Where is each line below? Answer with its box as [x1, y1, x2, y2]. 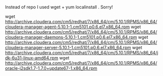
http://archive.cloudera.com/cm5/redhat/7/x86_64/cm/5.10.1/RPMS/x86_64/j [5, 50, 158, 56]
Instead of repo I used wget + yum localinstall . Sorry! [5, 4, 113, 10]
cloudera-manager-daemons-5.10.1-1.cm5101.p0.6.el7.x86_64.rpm [5, 34, 137, 40]
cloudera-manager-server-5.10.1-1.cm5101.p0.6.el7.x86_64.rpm [5, 45, 131, 50]
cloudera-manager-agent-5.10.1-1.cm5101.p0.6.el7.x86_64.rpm [5, 24, 130, 30]
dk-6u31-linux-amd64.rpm [5, 55, 59, 60]
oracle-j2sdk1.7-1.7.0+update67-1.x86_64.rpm [5, 65, 97, 71]
